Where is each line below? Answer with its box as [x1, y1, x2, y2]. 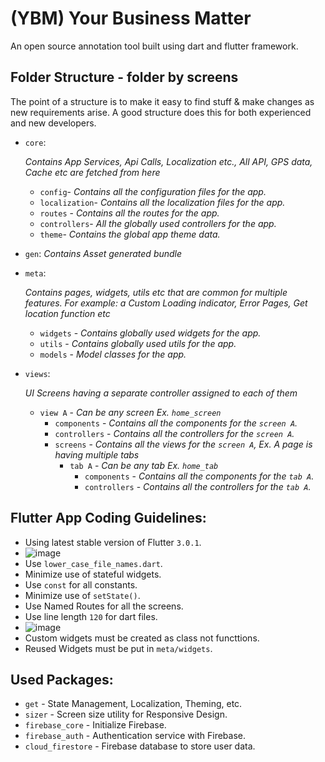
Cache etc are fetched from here [24, 166, 161, 178]
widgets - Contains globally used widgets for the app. [39, 327, 262, 339]
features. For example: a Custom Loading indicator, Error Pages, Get [24, 297, 308, 309]
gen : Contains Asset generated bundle [24, 247, 183, 259]
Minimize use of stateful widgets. [24, 568, 162, 580]
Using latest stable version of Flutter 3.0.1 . [24, 536, 202, 548]
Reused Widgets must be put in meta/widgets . [24, 642, 213, 654]
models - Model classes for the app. [39, 348, 187, 360]
